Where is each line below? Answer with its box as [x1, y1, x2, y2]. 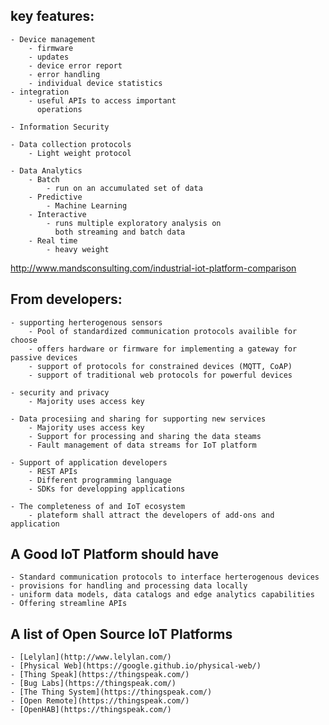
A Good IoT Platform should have [10, 546, 219, 563]
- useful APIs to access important [28, 95, 177, 106]
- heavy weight [46, 244, 110, 254]
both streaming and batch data [54, 227, 186, 237]
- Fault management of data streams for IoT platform [28, 440, 257, 450]
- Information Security [10, 122, 110, 132]
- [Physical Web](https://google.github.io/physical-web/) [10, 661, 262, 671]
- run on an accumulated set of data [46, 183, 203, 193]
